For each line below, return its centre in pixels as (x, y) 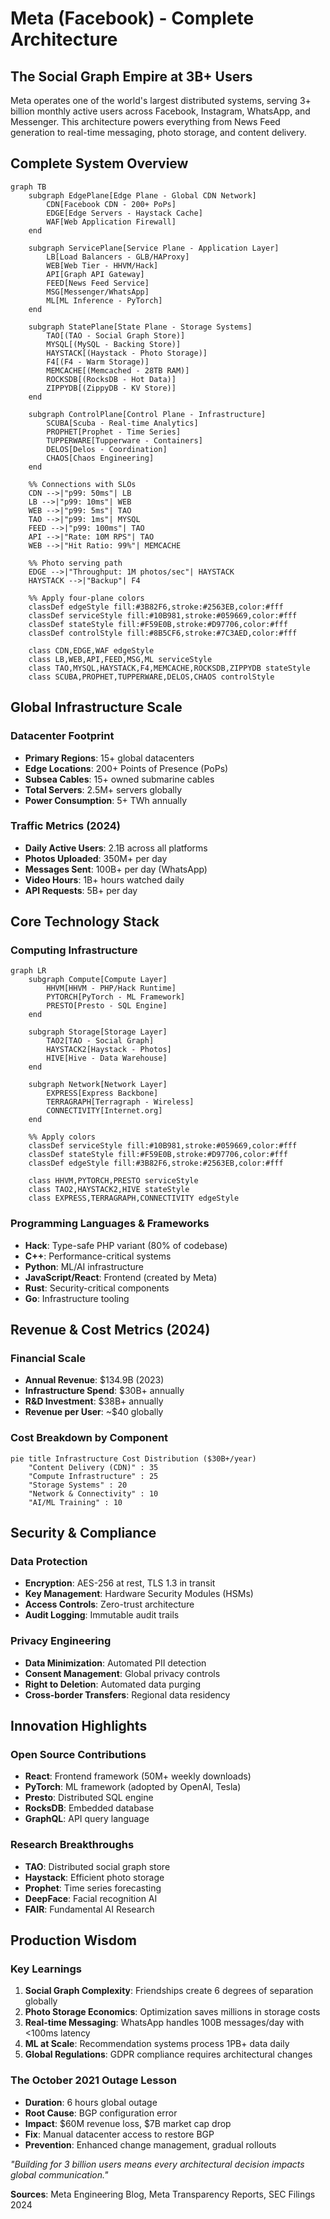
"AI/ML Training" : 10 (75, 1502)
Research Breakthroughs (72, 1845)
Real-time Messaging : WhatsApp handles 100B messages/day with (164, 2023)
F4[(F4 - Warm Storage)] (98, 362)
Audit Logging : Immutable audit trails (102, 1615)
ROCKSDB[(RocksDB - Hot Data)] (111, 379)
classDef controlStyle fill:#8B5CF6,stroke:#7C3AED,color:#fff (163, 633)
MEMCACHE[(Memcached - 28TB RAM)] (118, 370)
